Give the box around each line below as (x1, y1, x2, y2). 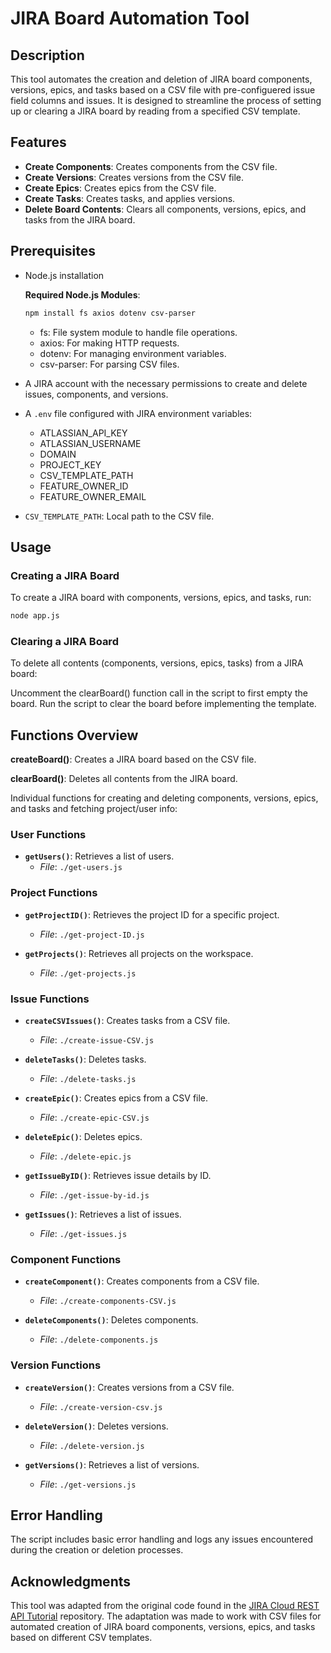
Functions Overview (10, 727, 139, 744)
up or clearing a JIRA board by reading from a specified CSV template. (10, 105, 301, 117)
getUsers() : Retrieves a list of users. (24, 850, 175, 862)
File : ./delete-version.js (39, 1439, 145, 1451)
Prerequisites (10, 243, 96, 260)
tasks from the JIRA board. (24, 213, 136, 226)
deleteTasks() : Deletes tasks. (24, 1053, 147, 1066)
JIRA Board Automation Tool (10, 7, 250, 30)
